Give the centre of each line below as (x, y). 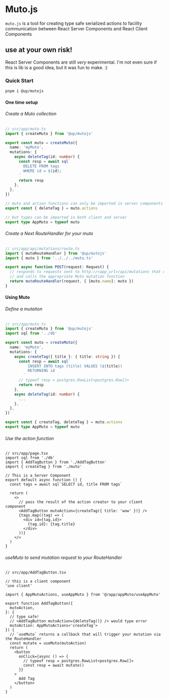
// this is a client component (38, 581)
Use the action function (30, 438)
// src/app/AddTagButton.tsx (36, 573)
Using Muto (18, 297)
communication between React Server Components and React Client (76, 28)
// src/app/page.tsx (27, 453)
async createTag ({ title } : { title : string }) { (67, 357)
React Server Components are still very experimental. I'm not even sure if (81, 62)
